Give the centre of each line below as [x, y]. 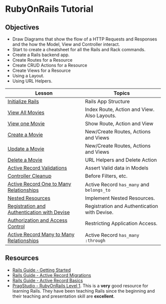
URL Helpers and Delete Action [121, 160]
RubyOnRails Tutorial [49, 9]
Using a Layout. [28, 76]
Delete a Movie [25, 160]
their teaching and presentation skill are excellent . [63, 296]
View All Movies [26, 113]
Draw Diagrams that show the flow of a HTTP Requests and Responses [84, 39]
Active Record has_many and [117, 185]
